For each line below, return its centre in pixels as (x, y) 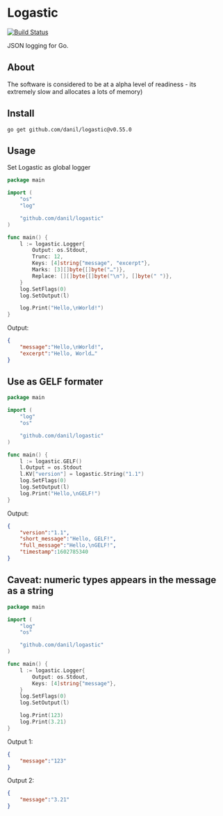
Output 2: (21, 781)
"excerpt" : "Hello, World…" (59, 353)
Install (21, 114)
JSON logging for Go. (38, 45)
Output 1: (20, 742)
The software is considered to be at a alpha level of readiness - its (102, 84)
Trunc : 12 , (48, 257)
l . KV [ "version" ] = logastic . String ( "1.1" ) (82, 474)
